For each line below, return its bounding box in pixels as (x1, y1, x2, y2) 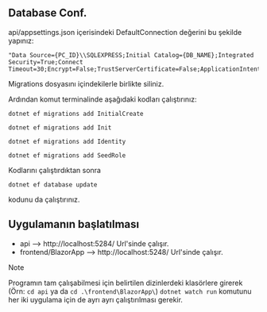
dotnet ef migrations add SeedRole (8, 151, 126, 160)
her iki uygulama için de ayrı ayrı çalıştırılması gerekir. (8, 295, 183, 304)
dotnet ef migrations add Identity (8, 137, 126, 145)
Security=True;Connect (8, 58, 83, 66)
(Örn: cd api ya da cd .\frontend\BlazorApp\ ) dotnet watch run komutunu (8, 286, 252, 296)
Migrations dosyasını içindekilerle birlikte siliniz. (8, 79, 164, 88)
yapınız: (8, 36, 34, 45)
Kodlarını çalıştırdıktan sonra (8, 165, 102, 175)
